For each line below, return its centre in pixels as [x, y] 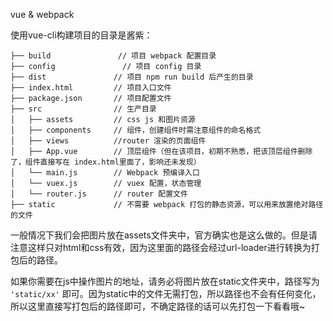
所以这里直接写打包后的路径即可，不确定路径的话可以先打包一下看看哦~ [158, 306]
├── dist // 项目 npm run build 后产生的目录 [132, 77]
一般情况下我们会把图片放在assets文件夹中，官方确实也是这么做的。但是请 [164, 235]
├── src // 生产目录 [83, 109]
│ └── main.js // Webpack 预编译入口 [105, 173]
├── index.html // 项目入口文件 [91, 88]
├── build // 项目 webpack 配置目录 [113, 56]
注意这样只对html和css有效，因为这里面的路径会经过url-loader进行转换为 [161, 247]
